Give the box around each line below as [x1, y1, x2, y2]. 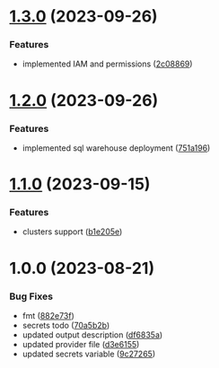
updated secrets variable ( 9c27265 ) [22, 348, 155, 359]
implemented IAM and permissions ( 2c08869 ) [22, 58, 193, 69]
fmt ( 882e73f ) [22, 310, 74, 320]
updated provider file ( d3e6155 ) [22, 338, 140, 349]
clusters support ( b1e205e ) [22, 226, 123, 237]
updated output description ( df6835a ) [22, 329, 163, 340]
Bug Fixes [9, 290, 54, 302]
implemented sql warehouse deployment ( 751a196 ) [22, 142, 211, 153]
